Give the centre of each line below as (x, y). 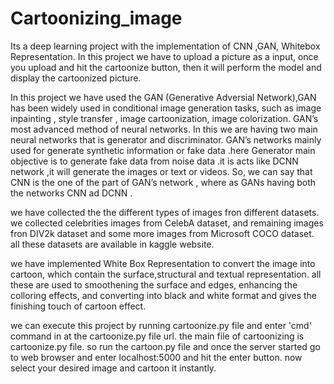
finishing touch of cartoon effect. (78, 306)
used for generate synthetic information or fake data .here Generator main (163, 150)
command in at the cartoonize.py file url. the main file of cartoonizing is (157, 336)
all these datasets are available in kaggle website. (112, 244)
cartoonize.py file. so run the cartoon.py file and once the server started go (165, 346)
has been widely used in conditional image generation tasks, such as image (166, 108)
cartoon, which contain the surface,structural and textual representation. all (166, 274)
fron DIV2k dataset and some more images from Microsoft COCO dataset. (162, 233)
